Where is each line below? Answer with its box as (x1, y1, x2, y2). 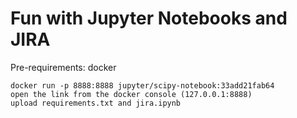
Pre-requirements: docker (10, 61, 117, 73)
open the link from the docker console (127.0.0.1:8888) (10, 89, 253, 99)
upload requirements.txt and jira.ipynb (10, 98, 182, 108)
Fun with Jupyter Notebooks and (10, 7, 288, 30)
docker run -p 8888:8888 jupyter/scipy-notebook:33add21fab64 (10, 80, 275, 91)
